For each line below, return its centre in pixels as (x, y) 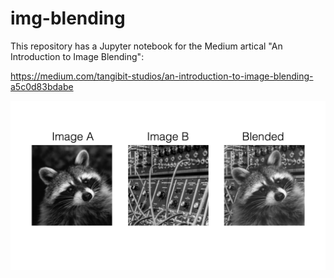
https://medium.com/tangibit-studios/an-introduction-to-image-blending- (162, 76)
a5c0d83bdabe (42, 86)
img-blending (68, 18)
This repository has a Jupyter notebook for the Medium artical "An (146, 46)
